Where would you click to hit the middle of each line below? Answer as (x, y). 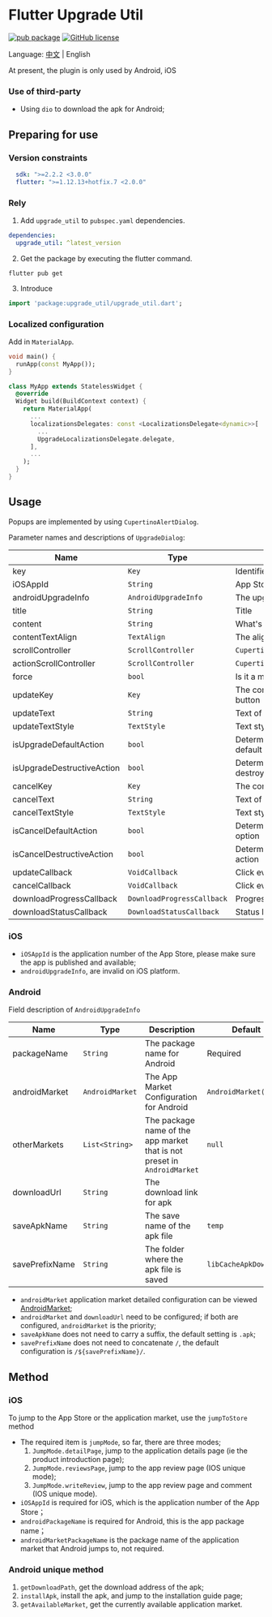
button (248, 699)
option (248, 836)
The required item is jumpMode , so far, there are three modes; (120, 1442)
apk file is (163, 1270)
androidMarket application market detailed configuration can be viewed (138, 1300)
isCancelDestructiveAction (63, 854)
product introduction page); (78, 1459)
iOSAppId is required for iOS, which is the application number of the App (140, 1502)
